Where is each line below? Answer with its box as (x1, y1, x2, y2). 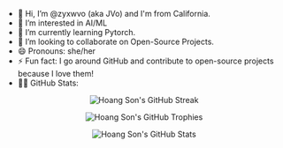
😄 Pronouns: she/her (17, 46, 96, 56)
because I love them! (17, 69, 95, 78)
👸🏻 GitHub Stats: (17, 78, 80, 88)
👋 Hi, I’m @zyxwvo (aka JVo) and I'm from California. (17, 9, 210, 18)
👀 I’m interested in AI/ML (17, 18, 108, 28)
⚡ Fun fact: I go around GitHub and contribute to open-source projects (17, 55, 274, 66)
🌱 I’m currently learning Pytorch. (17, 27, 136, 37)
